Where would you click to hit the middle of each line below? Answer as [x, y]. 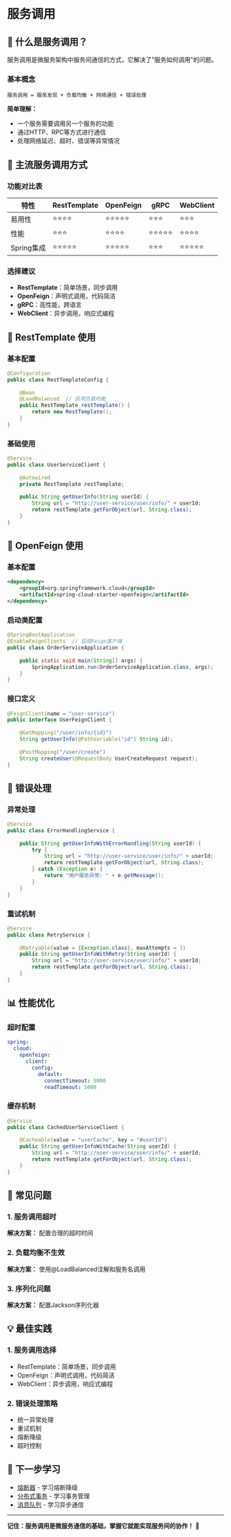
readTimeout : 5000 [70, 1087]
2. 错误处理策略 [33, 1403]
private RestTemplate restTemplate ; [72, 484]
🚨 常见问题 [29, 1196]
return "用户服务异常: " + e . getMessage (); [104, 876]
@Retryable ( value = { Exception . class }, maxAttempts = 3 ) [103, 948]
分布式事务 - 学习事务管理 [54, 1496]
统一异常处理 [35, 1420]
